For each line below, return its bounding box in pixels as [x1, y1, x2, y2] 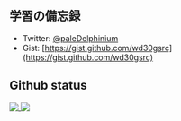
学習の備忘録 [9, 8, 81, 24]
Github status [9, 78, 87, 93]
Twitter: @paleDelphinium [22, 32, 119, 43]
